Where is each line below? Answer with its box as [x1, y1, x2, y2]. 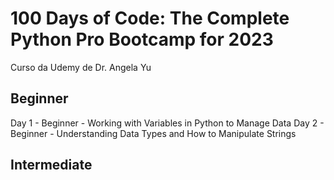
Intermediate [10, 157, 93, 174]
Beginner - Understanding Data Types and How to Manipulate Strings [10, 127, 297, 139]
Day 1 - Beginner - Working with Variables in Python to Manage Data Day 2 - [10, 117, 325, 129]
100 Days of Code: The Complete [10, 7, 290, 30]
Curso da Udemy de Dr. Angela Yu [10, 61, 152, 73]
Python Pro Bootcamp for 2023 [10, 28, 274, 51]
